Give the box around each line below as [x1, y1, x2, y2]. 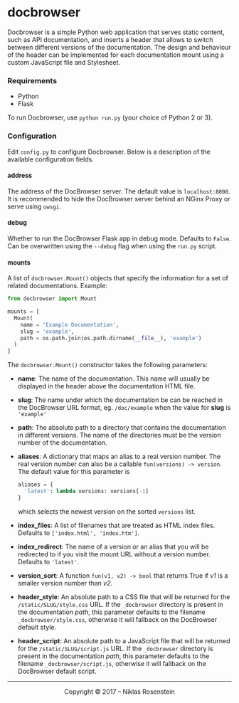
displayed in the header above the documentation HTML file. [17, 382, 196, 391]
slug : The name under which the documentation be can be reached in [17, 396, 223, 404]
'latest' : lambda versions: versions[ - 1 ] [24, 488, 149, 495]
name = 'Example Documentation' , [20, 321, 119, 328]
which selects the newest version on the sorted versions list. [17, 507, 196, 516]
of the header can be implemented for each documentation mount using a [7, 51, 224, 59]
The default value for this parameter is [17, 467, 130, 476]
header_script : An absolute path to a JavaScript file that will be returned [17, 636, 230, 645]
